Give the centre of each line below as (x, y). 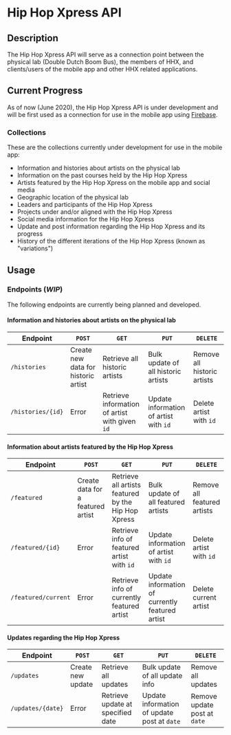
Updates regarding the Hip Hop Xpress (64, 637)
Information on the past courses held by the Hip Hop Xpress (102, 175)
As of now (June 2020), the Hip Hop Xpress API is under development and (113, 107)
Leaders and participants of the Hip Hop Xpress (85, 205)
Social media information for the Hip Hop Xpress (86, 219)
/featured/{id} (35, 548)
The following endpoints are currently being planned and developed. (104, 305)
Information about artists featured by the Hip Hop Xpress (90, 447)
